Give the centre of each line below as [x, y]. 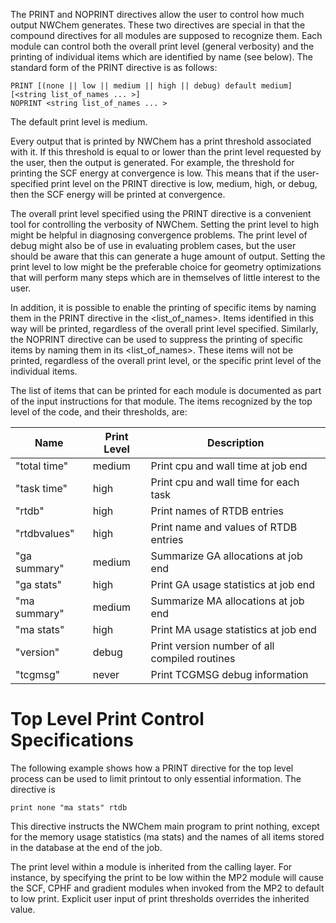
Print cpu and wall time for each [225, 482]
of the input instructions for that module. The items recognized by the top [161, 401]
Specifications [72, 740]
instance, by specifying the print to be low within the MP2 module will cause [167, 877]
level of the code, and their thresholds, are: [99, 412]
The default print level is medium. [79, 122]
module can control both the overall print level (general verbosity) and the [162, 46]
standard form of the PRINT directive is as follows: [114, 67]
